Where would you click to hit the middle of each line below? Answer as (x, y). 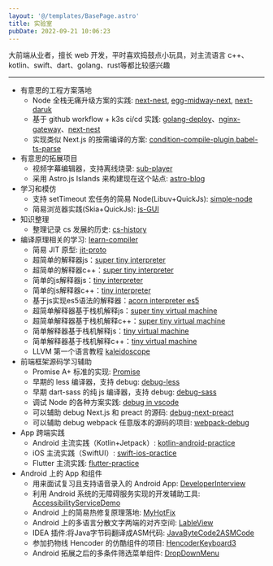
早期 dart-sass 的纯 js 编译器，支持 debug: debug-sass (124, 392)
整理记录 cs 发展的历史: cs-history (89, 229)
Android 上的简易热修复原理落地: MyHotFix (104, 512)
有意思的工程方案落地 (56, 90)
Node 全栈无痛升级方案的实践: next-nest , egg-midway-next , (132, 100)
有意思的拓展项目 (49, 159)
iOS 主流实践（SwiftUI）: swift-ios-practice (104, 453)
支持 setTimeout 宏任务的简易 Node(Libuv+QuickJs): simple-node (143, 199)
